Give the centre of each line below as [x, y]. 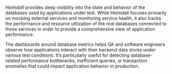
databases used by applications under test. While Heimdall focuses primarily [86, 13]
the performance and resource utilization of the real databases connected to [86, 23]
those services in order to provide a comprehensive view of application [80, 29]
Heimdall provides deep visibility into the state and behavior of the [75, 7]
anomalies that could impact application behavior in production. [72, 66]
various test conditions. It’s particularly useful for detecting [67, 55]
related [13, 60]
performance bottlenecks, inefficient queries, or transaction [84, 60]
